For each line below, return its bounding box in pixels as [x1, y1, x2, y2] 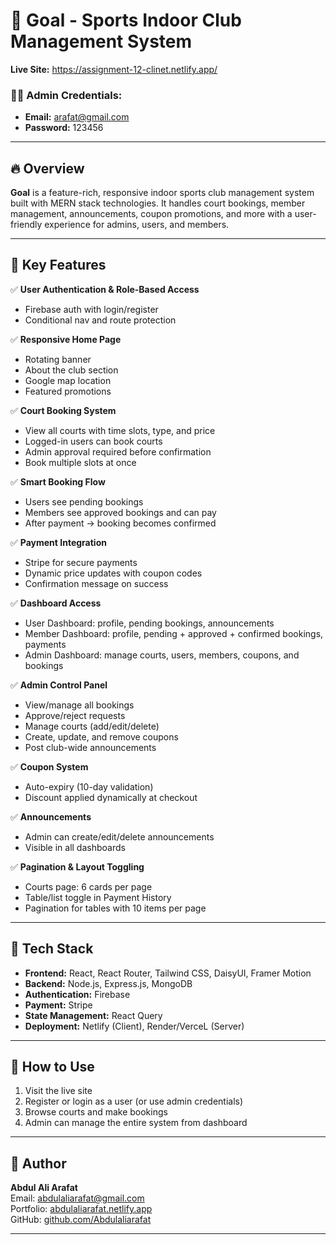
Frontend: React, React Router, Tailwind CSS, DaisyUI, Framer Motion [24, 967, 312, 979]
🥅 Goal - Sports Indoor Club [10, 9, 242, 32]
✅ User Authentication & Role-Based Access [10, 283, 200, 295]
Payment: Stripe [24, 999, 93, 1011]
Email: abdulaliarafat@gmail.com [10, 1192, 145, 1204]
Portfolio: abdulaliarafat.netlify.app [10, 1203, 153, 1215]
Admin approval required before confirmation [24, 445, 212, 458]
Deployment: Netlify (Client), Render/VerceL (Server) [24, 1020, 245, 1032]
